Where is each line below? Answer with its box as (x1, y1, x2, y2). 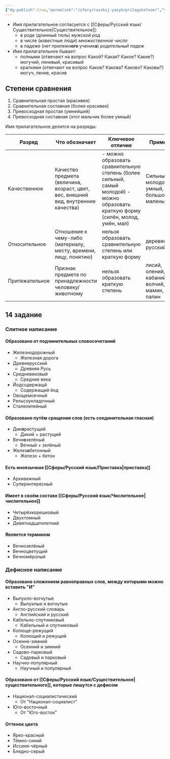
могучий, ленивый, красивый (20, 59, 84, 65)
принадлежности (55, 278, 97, 285)
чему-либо (55, 235, 83, 242)
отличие (110, 142, 133, 149)
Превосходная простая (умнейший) (12, 108, 90, 114)
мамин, (146, 287, 164, 294)
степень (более (102, 169, 140, 176)
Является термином (5, 531, 51, 538)
